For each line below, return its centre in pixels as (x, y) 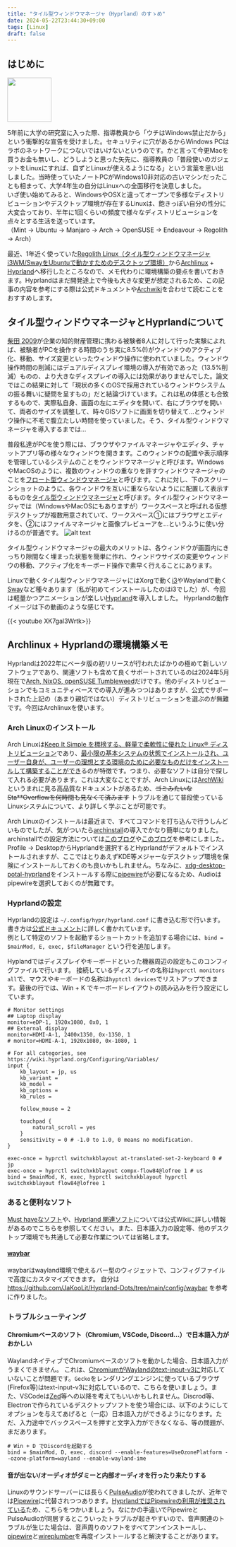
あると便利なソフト (40, 1203)
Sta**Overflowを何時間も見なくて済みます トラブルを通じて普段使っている (116, 797)
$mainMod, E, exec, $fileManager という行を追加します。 (91, 946)
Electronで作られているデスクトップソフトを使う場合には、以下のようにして (118, 1405)
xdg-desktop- (205, 865)
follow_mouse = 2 (45, 1109)
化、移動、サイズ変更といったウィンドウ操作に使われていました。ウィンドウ (118, 358)
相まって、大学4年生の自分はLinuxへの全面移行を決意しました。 (112, 186)
